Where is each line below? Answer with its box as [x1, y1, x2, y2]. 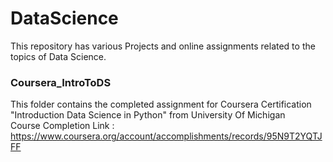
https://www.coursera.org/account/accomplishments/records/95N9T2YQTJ [10, 130, 323, 142]
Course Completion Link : [10, 120, 115, 132]
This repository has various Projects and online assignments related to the [10, 40, 316, 52]
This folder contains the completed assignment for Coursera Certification [10, 98, 312, 111]
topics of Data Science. [10, 50, 107, 62]
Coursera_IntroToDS [10, 75, 112, 89]
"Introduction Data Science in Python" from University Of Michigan [10, 109, 286, 121]
